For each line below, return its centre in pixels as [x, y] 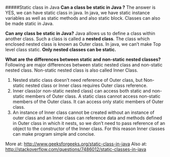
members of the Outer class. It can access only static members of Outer [88, 102]
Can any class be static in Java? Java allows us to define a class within [80, 33]
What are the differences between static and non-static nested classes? [83, 59]
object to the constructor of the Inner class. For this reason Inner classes [89, 129]
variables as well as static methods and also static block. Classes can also [83, 18]
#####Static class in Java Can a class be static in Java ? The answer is [80, 7]
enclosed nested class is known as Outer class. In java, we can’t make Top [83, 44]
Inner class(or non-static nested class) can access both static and [82, 91]
